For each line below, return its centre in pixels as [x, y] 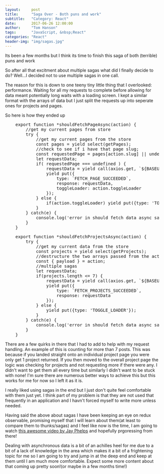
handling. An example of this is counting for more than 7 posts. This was [78, 349]
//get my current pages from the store [84, 139]
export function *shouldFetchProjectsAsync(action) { [81, 237]
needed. [13, 405]
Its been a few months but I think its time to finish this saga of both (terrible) [81, 55]
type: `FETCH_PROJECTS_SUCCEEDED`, [99, 290]
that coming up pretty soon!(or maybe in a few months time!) [66, 466]
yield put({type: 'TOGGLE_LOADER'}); [91, 310]
